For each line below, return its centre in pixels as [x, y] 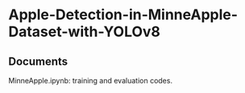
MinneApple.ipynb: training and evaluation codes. [91, 81]
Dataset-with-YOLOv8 [85, 32]
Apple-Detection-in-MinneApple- [123, 15]
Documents [38, 61]
